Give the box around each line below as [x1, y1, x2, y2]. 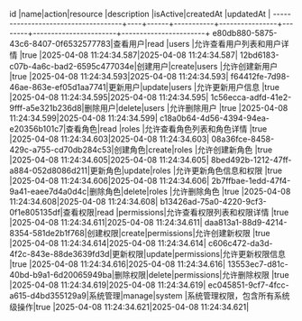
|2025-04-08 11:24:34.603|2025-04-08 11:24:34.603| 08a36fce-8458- [9, 133, 275, 144]
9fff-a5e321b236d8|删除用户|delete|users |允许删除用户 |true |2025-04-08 [9, 103, 288, 113]
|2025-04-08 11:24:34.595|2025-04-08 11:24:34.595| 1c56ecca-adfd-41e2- [9, 92, 292, 103]
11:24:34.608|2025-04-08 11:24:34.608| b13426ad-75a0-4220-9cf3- [9, 197, 268, 206]
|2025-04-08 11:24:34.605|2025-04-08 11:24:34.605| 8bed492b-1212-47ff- [9, 154, 292, 165]
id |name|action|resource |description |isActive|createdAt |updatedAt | [9, 9, 271, 19]
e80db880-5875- [212, 28, 278, 38]
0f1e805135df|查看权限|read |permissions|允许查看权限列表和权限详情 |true [9, 207, 289, 217]
